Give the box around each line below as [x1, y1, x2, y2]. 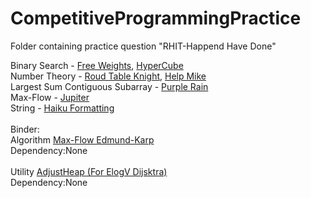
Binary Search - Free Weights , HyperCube [10, 59, 184, 71]
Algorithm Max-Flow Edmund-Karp [10, 133, 155, 146]
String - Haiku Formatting [10, 102, 115, 114]
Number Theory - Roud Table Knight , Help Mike [10, 70, 207, 82]
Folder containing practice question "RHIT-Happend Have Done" [10, 40, 277, 52]
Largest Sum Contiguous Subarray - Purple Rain [10, 80, 209, 92]
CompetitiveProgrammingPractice [10, 7, 302, 30]
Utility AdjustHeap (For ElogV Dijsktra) [10, 165, 168, 177]
